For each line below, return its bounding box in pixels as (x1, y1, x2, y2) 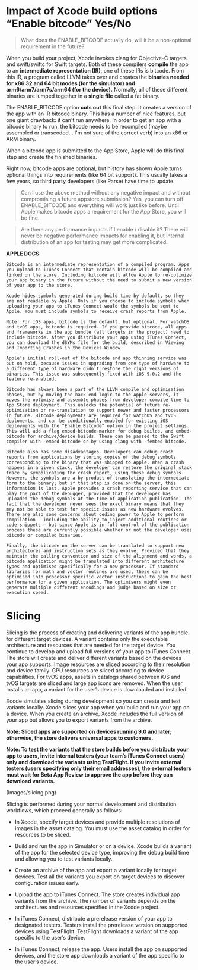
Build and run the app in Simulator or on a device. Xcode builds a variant (14, 842, 191, 849)
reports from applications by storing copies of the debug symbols (6, 454, 177, 460)
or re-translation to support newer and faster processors (40, 407, 190, 413)
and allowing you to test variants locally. (14, 855, 113, 862)
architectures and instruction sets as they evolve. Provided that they (6, 547, 190, 554)
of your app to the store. (6, 282, 73, 288)
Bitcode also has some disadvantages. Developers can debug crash (6, 449, 174, 455)
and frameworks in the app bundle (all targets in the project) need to (6, 329, 190, 335)
